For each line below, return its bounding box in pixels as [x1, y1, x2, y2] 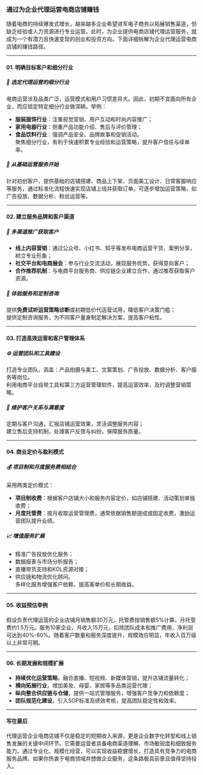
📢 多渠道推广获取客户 [6, 228, 59, 236]
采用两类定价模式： [6, 482, 54, 489]
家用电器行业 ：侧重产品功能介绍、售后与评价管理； [14, 123, 143, 130]
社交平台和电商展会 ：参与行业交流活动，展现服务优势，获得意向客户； [14, 259, 190, 267]
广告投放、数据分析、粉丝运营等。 [6, 192, 91, 199]
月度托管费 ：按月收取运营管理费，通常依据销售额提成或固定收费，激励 [14, 510, 190, 517]
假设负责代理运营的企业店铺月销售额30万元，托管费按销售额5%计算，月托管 [6, 616, 196, 624]
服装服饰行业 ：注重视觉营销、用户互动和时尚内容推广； [14, 115, 153, 122]
